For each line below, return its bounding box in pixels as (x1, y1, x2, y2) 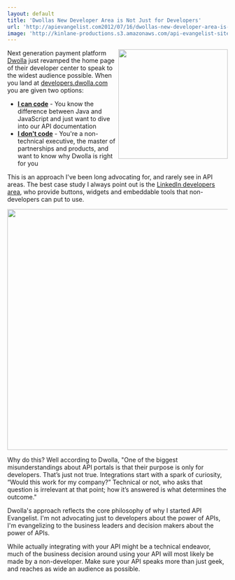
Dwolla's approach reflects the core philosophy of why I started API (7, 506, 202, 515)
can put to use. (41, 195, 85, 204)
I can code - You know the (17, 99, 94, 109)
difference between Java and (17, 107, 103, 116)
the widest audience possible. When (7, 71, 112, 80)
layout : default (7, 10, 55, 18)
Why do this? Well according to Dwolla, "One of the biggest (7, 456, 178, 464)
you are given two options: (7, 86, 84, 95)
